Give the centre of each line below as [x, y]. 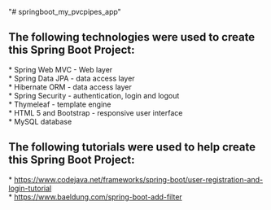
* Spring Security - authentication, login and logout [94, 95]
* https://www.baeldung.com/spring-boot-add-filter [96, 197]
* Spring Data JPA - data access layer [72, 78]
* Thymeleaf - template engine [60, 104]
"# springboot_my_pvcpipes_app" [65, 12]
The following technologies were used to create [132, 37]
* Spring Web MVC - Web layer [61, 69]
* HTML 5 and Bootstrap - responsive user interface [96, 112]
